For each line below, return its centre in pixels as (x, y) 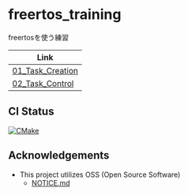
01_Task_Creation (45, 70)
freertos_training (65, 15)
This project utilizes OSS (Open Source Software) (100, 174)
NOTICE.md (51, 182)
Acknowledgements (59, 156)
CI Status (31, 112)
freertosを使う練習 (39, 37)
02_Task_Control (43, 83)
